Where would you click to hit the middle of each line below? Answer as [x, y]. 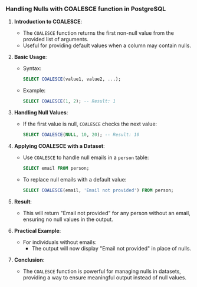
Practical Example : [37, 230]
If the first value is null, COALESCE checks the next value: [90, 124]
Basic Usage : [30, 57]
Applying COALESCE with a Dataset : [59, 146]
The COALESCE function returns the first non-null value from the [98, 33]
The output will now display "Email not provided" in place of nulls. [111, 248]
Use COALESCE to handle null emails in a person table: [86, 157]
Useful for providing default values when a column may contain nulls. [107, 45]
